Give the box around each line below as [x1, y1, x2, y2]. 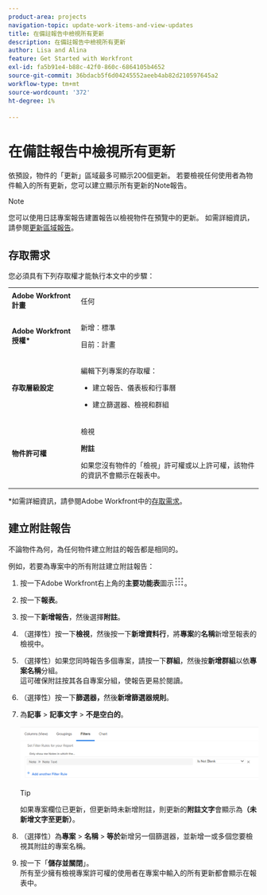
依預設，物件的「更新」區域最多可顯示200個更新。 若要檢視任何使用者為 [8, 171, 246, 181]
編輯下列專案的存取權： [80, 366, 157, 376]
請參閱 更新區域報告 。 [8, 223, 78, 232]
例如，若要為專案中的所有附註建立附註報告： [8, 561, 155, 570]
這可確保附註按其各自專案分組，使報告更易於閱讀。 [19, 675, 188, 685]
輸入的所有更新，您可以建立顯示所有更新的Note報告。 [14, 181, 192, 190]
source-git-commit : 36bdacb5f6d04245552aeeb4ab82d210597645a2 [8, 72, 219, 80]
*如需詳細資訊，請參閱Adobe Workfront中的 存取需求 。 [8, 496, 187, 505]
